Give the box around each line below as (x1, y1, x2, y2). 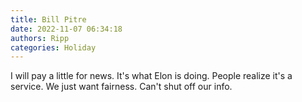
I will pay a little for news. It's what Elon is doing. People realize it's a (10, 70, 293, 82)
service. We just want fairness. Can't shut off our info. (10, 81, 233, 93)
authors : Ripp (10, 33, 70, 43)
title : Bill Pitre (10, 14, 87, 25)
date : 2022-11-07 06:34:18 (10, 24, 123, 34)
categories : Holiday (10, 42, 97, 53)
